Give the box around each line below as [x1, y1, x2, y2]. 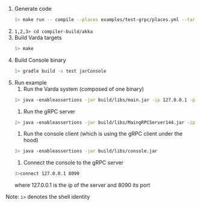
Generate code [14, 5, 52, 12]
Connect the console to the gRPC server [23, 159, 124, 166]
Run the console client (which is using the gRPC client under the [23, 130, 183, 138]
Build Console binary [14, 56, 67, 64]
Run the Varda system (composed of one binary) [23, 85, 144, 92]
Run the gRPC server [23, 108, 76, 115]
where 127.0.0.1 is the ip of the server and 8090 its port [14, 181, 150, 189]
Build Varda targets [14, 34, 62, 41]
